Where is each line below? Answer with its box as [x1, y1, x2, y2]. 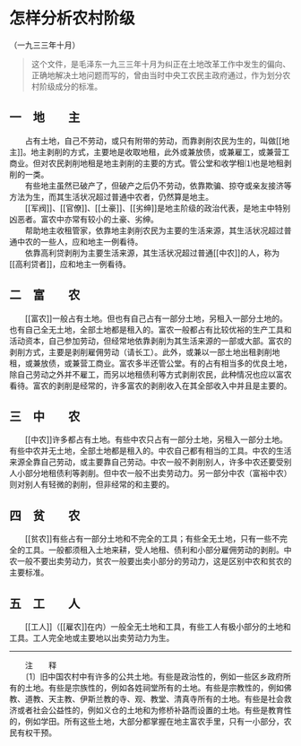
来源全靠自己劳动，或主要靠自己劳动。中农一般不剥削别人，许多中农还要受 [9, 456, 284, 467]
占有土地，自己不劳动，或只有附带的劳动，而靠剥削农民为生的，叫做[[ [24, 135, 282, 146]
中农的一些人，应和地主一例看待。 [16, 236, 143, 247]
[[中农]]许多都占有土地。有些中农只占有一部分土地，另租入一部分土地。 [24, 434, 288, 445]
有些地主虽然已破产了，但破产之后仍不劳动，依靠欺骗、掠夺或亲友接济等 [24, 180, 292, 191]
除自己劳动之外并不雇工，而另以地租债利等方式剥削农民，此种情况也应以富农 [9, 369, 292, 379]
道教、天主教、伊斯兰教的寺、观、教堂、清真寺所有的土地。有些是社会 [24, 694, 284, 704]
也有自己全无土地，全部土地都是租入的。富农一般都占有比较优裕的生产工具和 [9, 324, 292, 334]
